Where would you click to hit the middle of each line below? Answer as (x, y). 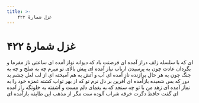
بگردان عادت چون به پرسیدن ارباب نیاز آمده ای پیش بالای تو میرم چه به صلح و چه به (99, 69)
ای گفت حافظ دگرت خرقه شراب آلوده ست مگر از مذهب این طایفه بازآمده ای (93, 94)
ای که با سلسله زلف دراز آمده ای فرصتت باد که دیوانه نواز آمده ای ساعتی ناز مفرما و (100, 62)
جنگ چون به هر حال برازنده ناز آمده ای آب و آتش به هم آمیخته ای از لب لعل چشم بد (99, 75)
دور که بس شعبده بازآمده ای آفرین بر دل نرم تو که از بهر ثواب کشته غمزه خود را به (98, 81)
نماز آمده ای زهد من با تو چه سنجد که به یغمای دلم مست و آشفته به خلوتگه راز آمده (99, 87)
